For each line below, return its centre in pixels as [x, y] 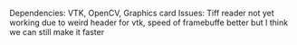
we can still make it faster [57, 32]
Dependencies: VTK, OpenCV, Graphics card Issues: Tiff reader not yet [142, 13]
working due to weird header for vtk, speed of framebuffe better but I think [148, 22]
